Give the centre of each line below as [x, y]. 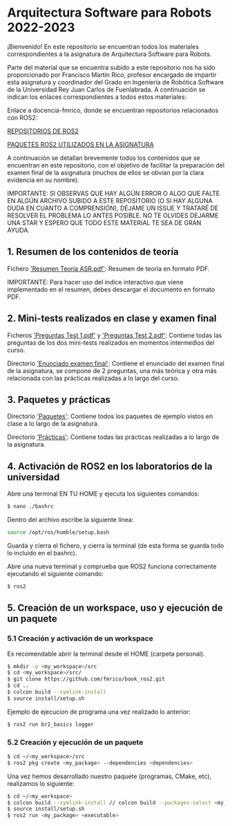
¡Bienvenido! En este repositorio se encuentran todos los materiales [103, 46]
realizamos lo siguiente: [41, 783]
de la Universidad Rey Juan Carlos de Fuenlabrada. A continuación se [106, 89]
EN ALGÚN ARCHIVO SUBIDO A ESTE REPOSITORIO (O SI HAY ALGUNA [110, 200]
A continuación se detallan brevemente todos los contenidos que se [104, 158]
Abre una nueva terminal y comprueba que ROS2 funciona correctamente [112, 566]
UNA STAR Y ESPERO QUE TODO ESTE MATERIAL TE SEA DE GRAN [104, 222]
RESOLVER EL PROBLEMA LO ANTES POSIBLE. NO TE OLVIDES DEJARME [113, 215]
